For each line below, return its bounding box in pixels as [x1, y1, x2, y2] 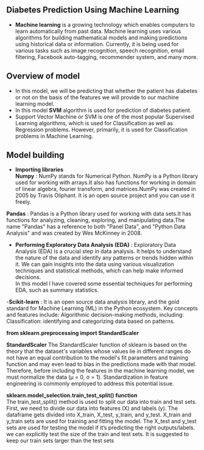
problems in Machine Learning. [15, 132, 93, 139]
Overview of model [6, 71, 80, 81]
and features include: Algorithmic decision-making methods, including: [6, 311, 185, 319]
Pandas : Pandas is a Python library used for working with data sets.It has [6, 210, 192, 218]
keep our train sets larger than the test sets [6, 437, 114, 445]
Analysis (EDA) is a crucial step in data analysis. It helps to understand [15, 247, 192, 255]
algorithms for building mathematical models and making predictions [15, 33, 188, 41]
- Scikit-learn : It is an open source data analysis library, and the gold [6, 298, 180, 306]
